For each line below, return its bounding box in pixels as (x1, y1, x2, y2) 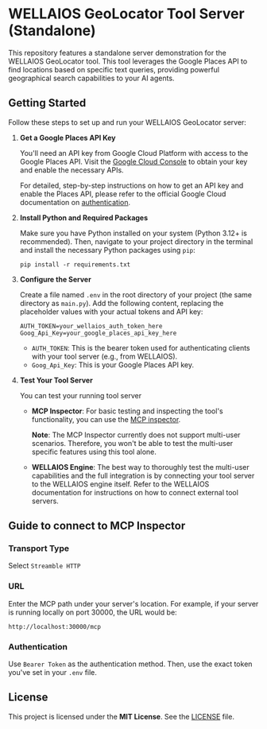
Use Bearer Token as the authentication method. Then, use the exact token (8, 659, 253, 669)
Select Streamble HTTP (8, 561, 81, 571)
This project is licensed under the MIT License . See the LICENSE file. (8, 712, 234, 721)
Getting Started (8, 96, 87, 110)
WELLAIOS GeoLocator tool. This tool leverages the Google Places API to (8, 56, 248, 66)
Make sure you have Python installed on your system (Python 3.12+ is (19, 228, 248, 238)
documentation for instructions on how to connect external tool (31, 487, 238, 497)
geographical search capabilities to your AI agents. (8, 73, 175, 83)
